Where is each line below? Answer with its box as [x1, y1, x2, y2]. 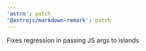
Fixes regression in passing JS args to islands [6, 36, 140, 44]
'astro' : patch [6, 10, 51, 17]
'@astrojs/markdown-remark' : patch [6, 17, 111, 24]
